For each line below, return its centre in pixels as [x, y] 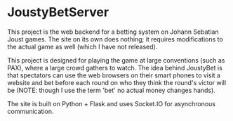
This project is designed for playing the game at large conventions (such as [116, 60]
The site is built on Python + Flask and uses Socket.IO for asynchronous [112, 103]
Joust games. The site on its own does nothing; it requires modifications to [115, 39]
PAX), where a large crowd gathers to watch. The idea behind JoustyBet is [115, 68]
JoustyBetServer [58, 12]
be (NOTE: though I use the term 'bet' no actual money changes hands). [111, 90]
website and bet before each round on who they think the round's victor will [117, 82]
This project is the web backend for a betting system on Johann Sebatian [113, 32]
